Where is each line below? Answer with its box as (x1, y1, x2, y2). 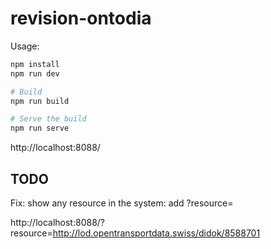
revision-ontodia (10, 7, 152, 30)
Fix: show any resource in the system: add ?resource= (10, 197, 234, 209)
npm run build (10, 96, 70, 106)
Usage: (10, 40, 40, 52)
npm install (10, 59, 60, 69)
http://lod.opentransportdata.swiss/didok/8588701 (52, 227, 261, 239)
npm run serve (10, 123, 70, 134)
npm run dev (10, 68, 60, 79)
